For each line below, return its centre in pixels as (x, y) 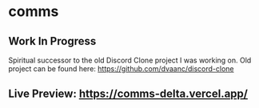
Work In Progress (52, 41)
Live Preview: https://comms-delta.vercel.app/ (128, 94)
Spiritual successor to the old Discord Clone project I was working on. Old (130, 60)
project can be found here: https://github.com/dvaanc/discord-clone (121, 69)
